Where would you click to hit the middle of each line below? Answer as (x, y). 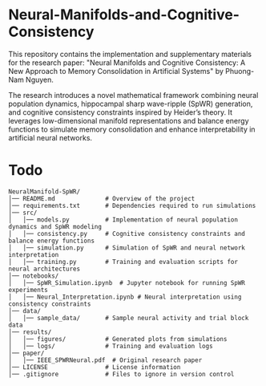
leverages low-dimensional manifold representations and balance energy (129, 120)
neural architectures (44, 269)
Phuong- (240, 71)
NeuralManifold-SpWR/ (44, 191)
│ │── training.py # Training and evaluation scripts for (123, 262)
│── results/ (30, 332)
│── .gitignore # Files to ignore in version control (121, 374)
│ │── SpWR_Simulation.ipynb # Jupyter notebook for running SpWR (127, 282)
